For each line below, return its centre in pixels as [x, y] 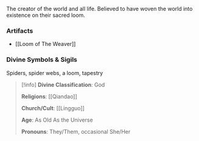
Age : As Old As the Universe [57, 120]
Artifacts [20, 31]
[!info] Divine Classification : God [63, 85]
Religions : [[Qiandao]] [49, 96]
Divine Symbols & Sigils [42, 60]
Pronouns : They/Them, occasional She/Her [76, 131]
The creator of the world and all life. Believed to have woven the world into [100, 9]
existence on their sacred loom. [46, 15]
